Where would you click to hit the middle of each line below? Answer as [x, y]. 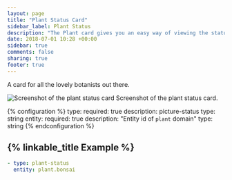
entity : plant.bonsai [45, 170]
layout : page [26, 13]
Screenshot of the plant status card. [167, 98]
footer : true [26, 65]
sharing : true [28, 59]
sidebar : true [28, 46]
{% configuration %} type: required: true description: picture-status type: [112, 111]
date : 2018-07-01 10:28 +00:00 [52, 39]
